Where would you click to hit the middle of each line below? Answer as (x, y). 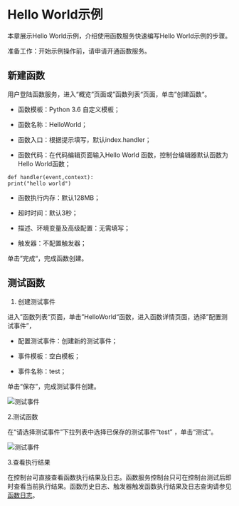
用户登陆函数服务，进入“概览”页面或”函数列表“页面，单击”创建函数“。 (109, 94)
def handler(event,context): (51, 177)
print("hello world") (39, 183)
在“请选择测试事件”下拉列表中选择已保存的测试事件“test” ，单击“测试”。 (112, 432)
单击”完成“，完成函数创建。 (48, 258)
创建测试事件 (36, 301)
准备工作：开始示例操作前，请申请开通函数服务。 (79, 51)
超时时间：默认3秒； (48, 213)
